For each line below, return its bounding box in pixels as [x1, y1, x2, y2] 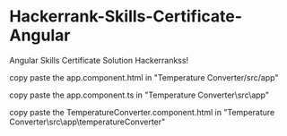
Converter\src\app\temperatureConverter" [9, 116, 166, 127]
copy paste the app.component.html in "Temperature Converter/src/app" [9, 72, 279, 82]
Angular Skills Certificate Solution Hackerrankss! [9, 55, 189, 65]
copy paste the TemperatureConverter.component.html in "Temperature [9, 106, 275, 117]
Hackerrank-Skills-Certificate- [9, 6, 243, 27]
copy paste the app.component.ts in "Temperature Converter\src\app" [9, 89, 269, 100]
